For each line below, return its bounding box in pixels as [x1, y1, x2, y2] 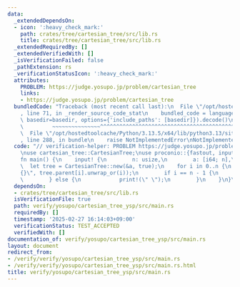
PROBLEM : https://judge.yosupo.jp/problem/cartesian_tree [20, 83, 196, 90]
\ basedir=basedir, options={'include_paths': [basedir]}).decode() [20, 116, 229, 123]
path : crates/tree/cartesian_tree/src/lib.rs [20, 30, 159, 38]
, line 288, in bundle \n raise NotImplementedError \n [20, 136, 194, 143]
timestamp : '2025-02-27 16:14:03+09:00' [14, 216, 136, 223]
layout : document [7, 242, 59, 249]
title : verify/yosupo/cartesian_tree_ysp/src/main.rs [7, 268, 171, 276]
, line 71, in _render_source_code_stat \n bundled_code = [20, 110, 206, 117]
